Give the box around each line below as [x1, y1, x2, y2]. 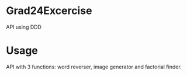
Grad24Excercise [6, 4, 92, 18]
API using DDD [6, 23, 42, 30]
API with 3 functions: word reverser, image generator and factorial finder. [6, 63, 182, 70]
